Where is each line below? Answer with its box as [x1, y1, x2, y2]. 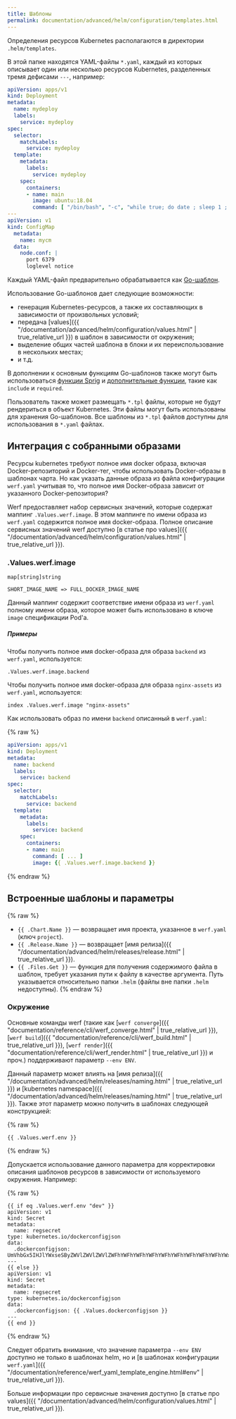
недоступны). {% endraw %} [17, 984, 103, 993]
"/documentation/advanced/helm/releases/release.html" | [17, 947, 185, 955]
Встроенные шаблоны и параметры [7, 893, 174, 905]
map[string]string [7, 574, 61, 581]
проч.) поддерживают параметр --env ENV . [7, 1055, 137, 1064]
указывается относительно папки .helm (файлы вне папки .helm [17, 977, 209, 986]
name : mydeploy [13, 106, 58, 113]
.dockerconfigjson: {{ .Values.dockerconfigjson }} [13, 1307, 169, 1314]
